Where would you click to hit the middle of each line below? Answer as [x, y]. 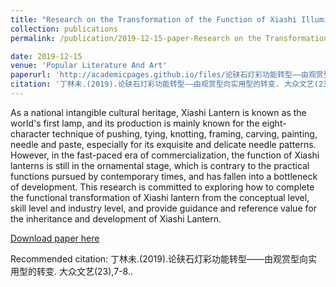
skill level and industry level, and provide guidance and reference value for [163, 208]
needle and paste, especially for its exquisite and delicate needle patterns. [163, 144]
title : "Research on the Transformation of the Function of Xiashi [154, 19]
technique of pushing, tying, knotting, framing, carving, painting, [185, 133]
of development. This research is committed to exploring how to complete [162, 187]
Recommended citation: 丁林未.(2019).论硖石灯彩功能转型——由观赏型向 [159, 258]
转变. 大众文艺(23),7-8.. [84, 271]
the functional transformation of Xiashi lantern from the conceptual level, [160, 197]
